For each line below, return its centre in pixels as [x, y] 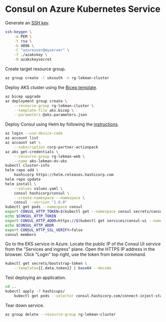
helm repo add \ [22, 170]
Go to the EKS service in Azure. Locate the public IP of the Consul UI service [83, 244]
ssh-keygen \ [19, 32]
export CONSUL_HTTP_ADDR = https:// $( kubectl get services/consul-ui [76, 221]
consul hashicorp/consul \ [42, 193]
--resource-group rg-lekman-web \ [49, 156]
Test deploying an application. [36, 277]
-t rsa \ [23, 41]
